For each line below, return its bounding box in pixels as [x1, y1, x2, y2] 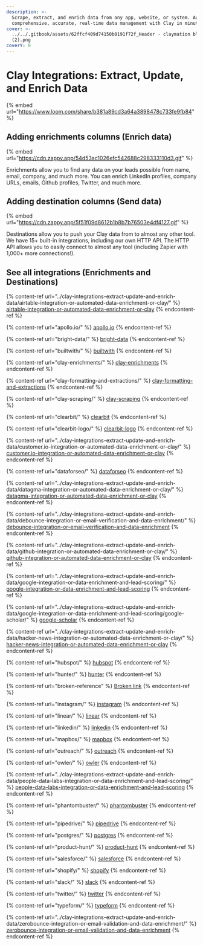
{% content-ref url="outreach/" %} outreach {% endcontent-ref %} [6, 747, 174, 755]
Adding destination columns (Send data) [6, 196, 162, 207]
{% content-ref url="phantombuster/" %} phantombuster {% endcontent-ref [6, 802, 196, 809]
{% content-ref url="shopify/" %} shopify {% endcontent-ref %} [6, 867, 166, 874]
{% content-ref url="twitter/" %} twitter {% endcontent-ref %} [6, 890, 161, 898]
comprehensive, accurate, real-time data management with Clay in [11, 20, 182, 26]
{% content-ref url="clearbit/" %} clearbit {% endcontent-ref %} [6, 414, 167, 421]
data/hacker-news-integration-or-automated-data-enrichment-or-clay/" [6, 634, 185, 641]
